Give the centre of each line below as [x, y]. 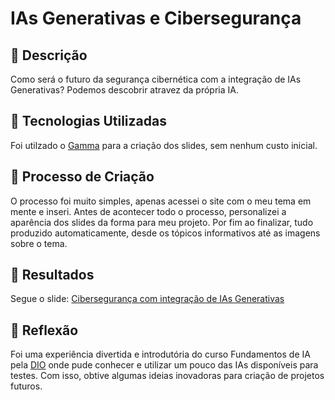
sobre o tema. [39, 243]
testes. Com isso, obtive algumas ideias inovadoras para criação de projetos [167, 376]
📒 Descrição [49, 55]
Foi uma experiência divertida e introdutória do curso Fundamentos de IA [160, 354]
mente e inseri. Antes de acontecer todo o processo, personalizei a [148, 211]
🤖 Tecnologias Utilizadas [88, 121]
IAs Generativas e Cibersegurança [156, 18]
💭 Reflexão [44, 330]
